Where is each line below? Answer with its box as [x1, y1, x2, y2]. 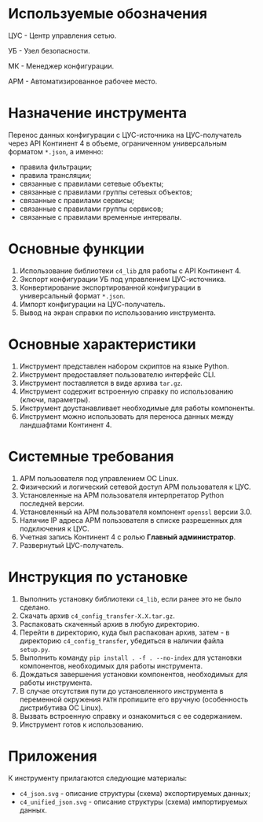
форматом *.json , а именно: [8, 146, 104, 156]
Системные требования [8, 447, 174, 465]
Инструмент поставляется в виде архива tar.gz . [19, 378, 183, 387]
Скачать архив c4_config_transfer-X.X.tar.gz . [19, 611, 175, 620]
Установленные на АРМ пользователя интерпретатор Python [19, 490, 225, 500]
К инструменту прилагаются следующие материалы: [8, 773, 187, 783]
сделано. [19, 602, 50, 612]
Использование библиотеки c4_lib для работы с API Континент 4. [19, 265, 242, 276]
